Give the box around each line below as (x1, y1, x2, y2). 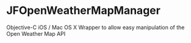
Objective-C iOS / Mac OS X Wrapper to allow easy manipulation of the (6, 24, 185, 31)
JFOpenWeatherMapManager (6, 4, 160, 18)
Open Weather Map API (6, 30, 66, 37)
